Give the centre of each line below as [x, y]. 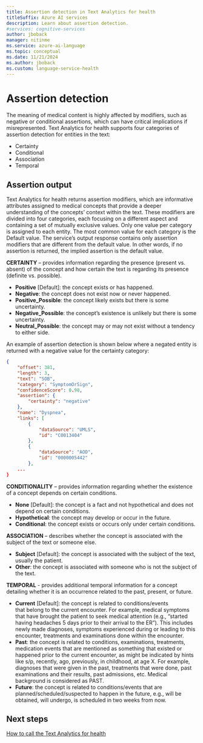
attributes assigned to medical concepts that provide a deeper [84, 206]
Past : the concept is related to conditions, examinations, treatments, [100, 642]
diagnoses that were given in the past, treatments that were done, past [103, 668]
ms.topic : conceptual [34, 52]
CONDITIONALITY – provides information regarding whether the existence [99, 486]
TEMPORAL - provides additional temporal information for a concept [92, 585]
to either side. [32, 333]
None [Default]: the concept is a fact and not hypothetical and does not [104, 504]
